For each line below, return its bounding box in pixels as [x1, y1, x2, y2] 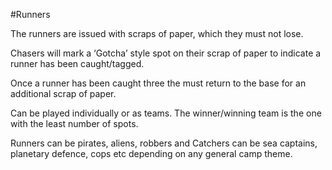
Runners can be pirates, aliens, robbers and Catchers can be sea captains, [10, 137, 318, 149]
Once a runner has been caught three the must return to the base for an [10, 77, 307, 89]
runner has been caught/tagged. [10, 58, 145, 69]
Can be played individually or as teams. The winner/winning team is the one [10, 107, 322, 119]
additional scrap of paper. [10, 88, 117, 99]
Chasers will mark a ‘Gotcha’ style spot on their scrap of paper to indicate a [10, 47, 322, 59]
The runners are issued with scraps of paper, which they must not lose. [10, 28, 304, 39]
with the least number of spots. [10, 118, 139, 129]
